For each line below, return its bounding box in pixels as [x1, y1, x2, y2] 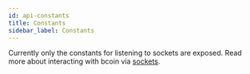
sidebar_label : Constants [8, 26, 94, 34]
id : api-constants [8, 11, 69, 20]
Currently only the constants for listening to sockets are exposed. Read [8, 49, 242, 58]
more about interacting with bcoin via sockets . [8, 56, 161, 66]
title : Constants [8, 19, 66, 27]
